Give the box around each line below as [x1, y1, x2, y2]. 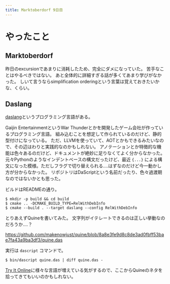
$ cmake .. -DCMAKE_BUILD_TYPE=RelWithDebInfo [5, 201, 106, 206]
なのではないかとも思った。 [5, 176, 63, 182]
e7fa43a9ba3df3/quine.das [5, 237, 63, 243]
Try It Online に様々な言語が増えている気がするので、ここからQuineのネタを [5, 267, 163, 273]
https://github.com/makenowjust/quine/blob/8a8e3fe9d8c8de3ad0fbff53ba [5, 232, 164, 238]
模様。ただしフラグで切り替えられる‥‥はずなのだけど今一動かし [27, 163, 162, 169]
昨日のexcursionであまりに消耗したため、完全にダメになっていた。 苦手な [5, 66, 160, 72]
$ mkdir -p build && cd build [5, 196, 70, 202]
